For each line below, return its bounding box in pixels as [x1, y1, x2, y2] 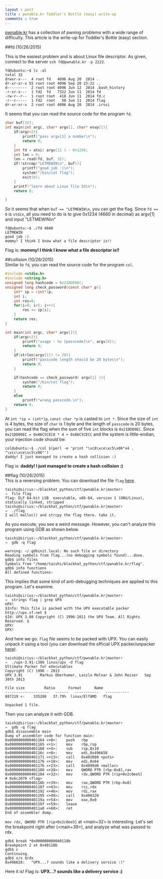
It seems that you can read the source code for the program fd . [5, 111, 132, 117]
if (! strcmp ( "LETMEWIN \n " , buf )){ [14, 161, 82, 166]
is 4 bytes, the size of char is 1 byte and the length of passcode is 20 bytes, [5, 420, 154, 427]
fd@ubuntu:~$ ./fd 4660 [5, 226, 54, 231]
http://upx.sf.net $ [5, 610, 47, 615]
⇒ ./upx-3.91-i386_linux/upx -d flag [5, 659, 84, 665]
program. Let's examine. [5, 583, 54, 589]
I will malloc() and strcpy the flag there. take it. [5, 513, 117, 518]
